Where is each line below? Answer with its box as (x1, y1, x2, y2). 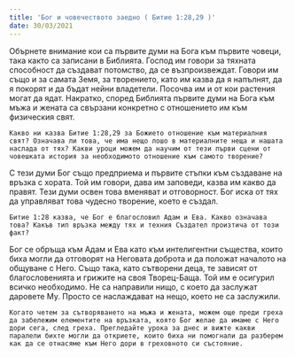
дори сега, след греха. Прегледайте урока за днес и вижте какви (9, 323, 255, 332)
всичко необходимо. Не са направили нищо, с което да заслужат (9, 281, 258, 292)
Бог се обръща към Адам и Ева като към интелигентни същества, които (9, 244, 283, 254)
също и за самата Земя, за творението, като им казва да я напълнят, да (9, 74, 283, 84)
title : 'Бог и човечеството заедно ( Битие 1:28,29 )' (9, 12, 216, 22)
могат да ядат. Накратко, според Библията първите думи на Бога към (9, 92, 275, 103)
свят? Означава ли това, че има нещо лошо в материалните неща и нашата (9, 136, 283, 145)
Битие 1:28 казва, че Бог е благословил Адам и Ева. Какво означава (9, 213, 268, 221)
